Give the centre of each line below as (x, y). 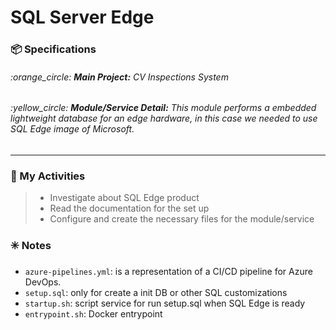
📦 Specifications (53, 49)
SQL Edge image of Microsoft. (72, 129)
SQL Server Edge (82, 17)
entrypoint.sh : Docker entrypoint (93, 313)
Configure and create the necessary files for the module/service (182, 219)
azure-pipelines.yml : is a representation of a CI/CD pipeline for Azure (168, 271)
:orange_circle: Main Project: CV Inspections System (119, 77)
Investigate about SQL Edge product (124, 198)
